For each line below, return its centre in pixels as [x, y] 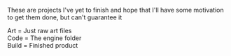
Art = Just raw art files [40, 31]
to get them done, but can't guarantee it [65, 17]
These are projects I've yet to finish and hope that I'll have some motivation [115, 10]
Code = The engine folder [44, 38]
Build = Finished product [43, 45]
